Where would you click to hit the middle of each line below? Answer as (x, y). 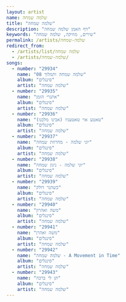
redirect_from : (25, 46)
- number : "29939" (35, 182)
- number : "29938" (35, 159)
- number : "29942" (35, 250)
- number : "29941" (35, 227)
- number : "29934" (35, 68)
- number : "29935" (35, 91)
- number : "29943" (35, 272)
